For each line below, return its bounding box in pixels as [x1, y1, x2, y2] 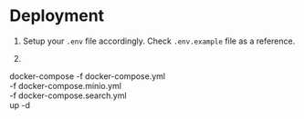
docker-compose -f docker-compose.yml [9, 70, 166, 82]
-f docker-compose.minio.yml [9, 80, 121, 91]
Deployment [9, 5, 105, 26]
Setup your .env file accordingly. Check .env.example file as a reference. [22, 35, 296, 46]
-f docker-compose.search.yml [9, 90, 127, 101]
